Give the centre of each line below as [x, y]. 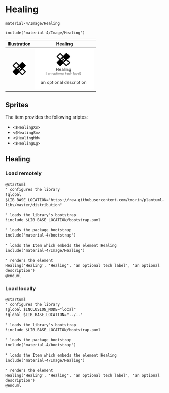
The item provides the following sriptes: [47, 117]
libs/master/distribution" [34, 205]
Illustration [19, 44]
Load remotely [24, 173]
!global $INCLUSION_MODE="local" [41, 309]
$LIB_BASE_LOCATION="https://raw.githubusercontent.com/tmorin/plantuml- [85, 200]
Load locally [21, 288]
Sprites [17, 105]
